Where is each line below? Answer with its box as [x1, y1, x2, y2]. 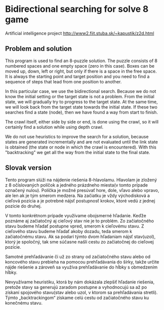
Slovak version [5, 164, 52, 172]
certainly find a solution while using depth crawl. [5, 124, 103, 130]
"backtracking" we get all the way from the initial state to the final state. [5, 149, 150, 155]
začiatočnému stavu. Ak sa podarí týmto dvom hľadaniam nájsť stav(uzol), [5, 233, 156, 239]
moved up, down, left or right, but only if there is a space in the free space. [5, 68, 157, 74]
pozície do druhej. [5, 203, 42, 209]
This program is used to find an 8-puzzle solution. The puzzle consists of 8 [5, 58, 158, 64]
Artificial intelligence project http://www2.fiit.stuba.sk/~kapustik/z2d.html [5, 30, 154, 36]
